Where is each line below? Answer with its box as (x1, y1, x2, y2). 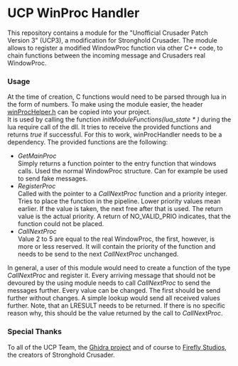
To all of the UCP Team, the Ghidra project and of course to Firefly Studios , (7, 343, 227, 351)
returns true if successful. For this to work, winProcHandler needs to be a (7, 130, 222, 139)
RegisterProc (17, 182, 56, 190)
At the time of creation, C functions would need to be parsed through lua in (7, 92, 227, 101)
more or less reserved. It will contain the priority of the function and (17, 242, 216, 251)
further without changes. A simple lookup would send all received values (7, 294, 220, 303)
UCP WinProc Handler (7, 5, 140, 21)
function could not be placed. (17, 220, 104, 228)
